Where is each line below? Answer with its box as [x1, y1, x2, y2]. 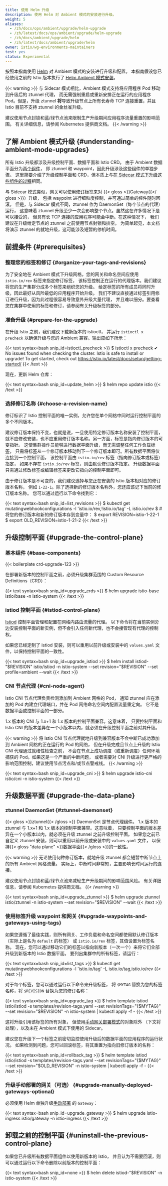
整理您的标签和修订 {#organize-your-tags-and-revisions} [5, 259, 146, 266]
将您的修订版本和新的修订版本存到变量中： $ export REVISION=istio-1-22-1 [5, 511, 159, 517]
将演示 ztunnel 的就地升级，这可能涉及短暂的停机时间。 [5, 226, 119, 232]
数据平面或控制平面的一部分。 [5, 707, 66, 713]
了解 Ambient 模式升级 [5, 137, 75, 146]
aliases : [5, 21, 23, 27]
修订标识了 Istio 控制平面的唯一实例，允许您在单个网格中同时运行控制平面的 [5, 413, 161, 419]
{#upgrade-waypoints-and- [77, 913, 147, 920]
